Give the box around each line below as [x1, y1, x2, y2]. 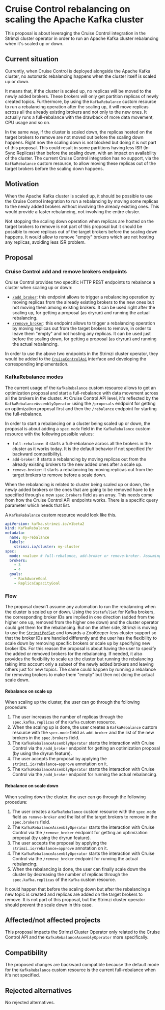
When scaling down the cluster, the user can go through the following [5, 794, 146, 800]
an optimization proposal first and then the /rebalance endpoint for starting [5, 405, 157, 412]
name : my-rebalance [9, 535, 50, 540]
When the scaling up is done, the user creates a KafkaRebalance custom [12, 724, 157, 730]
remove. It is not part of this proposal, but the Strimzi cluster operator [5, 896, 146, 902]
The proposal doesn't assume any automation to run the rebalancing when [5, 604, 156, 610]
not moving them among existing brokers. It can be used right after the [12, 304, 156, 311]
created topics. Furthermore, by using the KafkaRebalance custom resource [5, 98, 157, 104]
